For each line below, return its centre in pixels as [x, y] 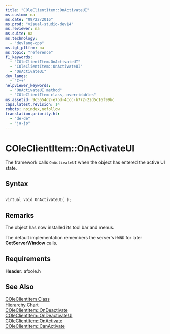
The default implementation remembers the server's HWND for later [74, 238]
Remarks [20, 215]
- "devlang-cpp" [27, 43]
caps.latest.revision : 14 [32, 105]
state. [11, 168]
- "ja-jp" [20, 123]
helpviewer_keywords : [28, 85]
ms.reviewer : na [22, 29]
